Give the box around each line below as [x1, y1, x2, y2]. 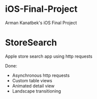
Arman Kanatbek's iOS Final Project [5, 20, 77, 26]
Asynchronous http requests [12, 72, 70, 78]
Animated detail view [12, 83, 55, 89]
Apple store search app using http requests [5, 53, 93, 59]
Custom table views [12, 77, 52, 83]
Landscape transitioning [12, 88, 61, 94]
